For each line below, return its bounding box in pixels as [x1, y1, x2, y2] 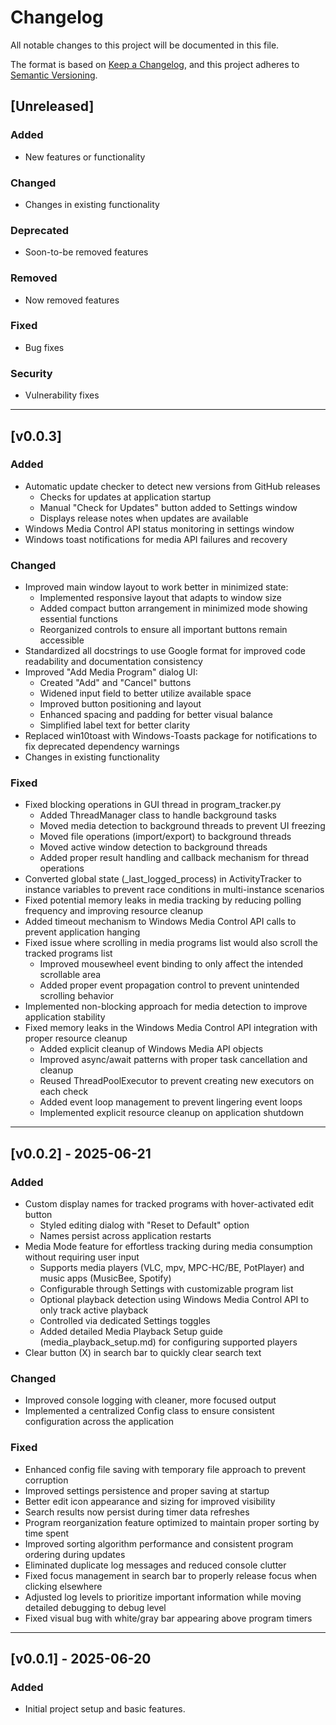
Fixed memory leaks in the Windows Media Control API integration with [24, 1022, 318, 1034]
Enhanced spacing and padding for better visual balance [39, 709, 273, 721]
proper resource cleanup [24, 1032, 128, 1045]
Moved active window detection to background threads [39, 841, 268, 853]
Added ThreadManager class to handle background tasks [39, 809, 277, 821]
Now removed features [24, 294, 120, 306]
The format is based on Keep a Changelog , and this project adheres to [10, 58, 300, 70]
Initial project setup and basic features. [24, 1703, 186, 1715]
